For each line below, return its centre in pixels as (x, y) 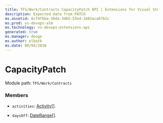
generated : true (21, 32)
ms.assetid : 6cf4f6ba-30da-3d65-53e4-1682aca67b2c (57, 18)
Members (16, 95)
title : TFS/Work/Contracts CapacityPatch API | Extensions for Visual (78, 9)
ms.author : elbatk (24, 41)
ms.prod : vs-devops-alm (29, 23)
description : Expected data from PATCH (45, 14)
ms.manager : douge (24, 37)
